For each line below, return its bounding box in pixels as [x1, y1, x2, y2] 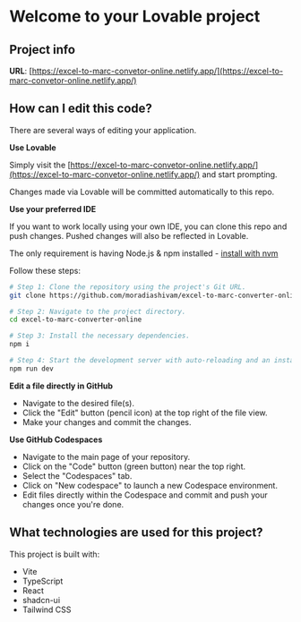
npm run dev [9, 364, 54, 373]
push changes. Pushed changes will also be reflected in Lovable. [9, 230, 249, 241]
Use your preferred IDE [9, 203, 97, 214]
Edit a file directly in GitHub [9, 380, 114, 391]
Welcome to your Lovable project [9, 6, 261, 27]
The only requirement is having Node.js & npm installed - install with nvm [9, 248, 279, 259]
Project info [9, 42, 76, 57]
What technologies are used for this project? [9, 525, 263, 541]
